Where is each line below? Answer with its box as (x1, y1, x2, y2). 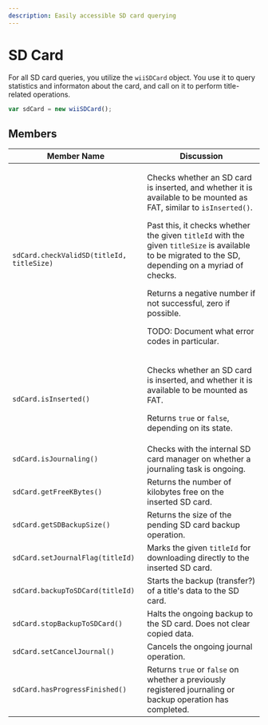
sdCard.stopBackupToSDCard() (12, 620, 123, 628)
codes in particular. (147, 336, 219, 347)
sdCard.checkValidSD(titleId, (12, 251, 128, 260)
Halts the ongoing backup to (147, 608, 254, 620)
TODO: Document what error (147, 326, 254, 337)
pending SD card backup (147, 520, 241, 531)
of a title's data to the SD (147, 585, 239, 596)
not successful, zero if (147, 298, 231, 309)
